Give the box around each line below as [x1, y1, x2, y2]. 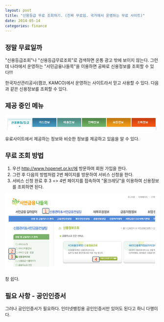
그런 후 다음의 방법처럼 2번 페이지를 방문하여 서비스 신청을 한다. [12, 171, 134, 177]
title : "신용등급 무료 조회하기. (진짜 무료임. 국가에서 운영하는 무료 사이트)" [5, 13, 145, 18]
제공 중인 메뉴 [5, 102, 44, 110]
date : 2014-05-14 [5, 18, 41, 23]
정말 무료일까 [5, 43, 43, 51]
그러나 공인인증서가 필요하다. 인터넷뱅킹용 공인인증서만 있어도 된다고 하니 [5, 306, 145, 312]
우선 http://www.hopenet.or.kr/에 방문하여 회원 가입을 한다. [12, 165, 127, 171]
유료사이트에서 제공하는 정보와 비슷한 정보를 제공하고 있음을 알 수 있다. [5, 136, 140, 142]
